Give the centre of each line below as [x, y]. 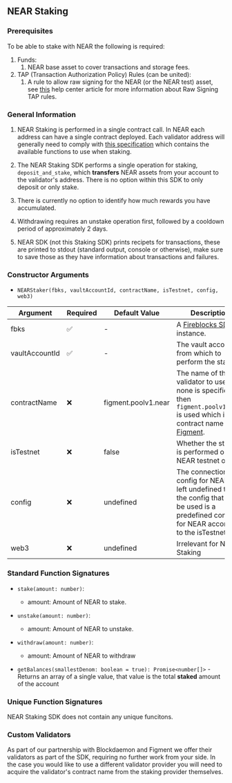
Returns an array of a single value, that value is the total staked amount [119, 676]
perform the [196, 362]
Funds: [27, 60]
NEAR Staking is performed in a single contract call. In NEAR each [111, 129]
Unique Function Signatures [55, 701]
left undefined [199, 489]
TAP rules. [42, 96]
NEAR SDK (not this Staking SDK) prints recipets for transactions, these [119, 242]
